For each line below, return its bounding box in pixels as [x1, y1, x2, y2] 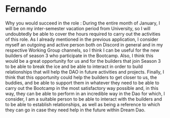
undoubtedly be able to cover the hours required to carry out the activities [5, 31, 161, 37]
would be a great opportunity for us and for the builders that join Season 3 [5, 58, 161, 64]
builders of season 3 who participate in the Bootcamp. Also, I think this [5, 52, 154, 59]
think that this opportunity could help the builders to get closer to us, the [5, 74, 157, 80]
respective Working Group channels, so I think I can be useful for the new [5, 47, 159, 53]
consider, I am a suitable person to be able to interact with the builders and [5, 96, 162, 102]
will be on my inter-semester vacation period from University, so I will [5, 25, 151, 31]
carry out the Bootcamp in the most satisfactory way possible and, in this [5, 85, 159, 91]
